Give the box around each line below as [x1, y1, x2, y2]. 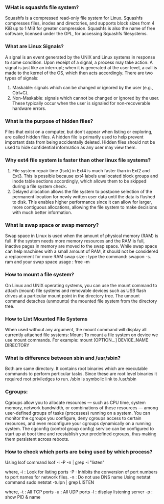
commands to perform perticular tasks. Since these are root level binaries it [5, 371, 157, 377]
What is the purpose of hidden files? [5, 117, 94, 124]
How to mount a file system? [5, 271, 74, 278]
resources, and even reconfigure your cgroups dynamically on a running [5, 420, 151, 426]
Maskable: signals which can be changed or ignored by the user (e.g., [12, 84, 153, 90]
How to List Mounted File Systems [5, 316, 88, 322]
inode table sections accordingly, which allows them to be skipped [12, 178, 147, 184]
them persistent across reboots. [5, 436, 70, 442]
